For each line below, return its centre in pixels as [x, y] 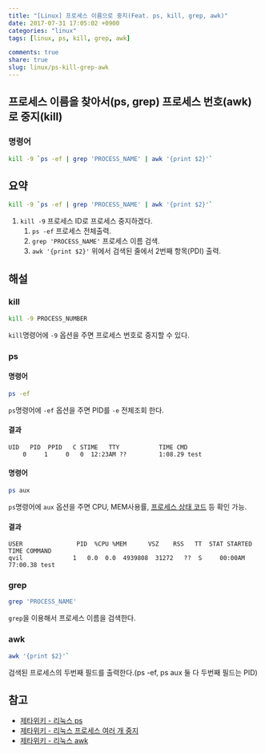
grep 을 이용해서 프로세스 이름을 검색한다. [72, 618]
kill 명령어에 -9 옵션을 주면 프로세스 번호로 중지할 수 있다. [99, 335]
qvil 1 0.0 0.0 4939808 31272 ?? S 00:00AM [127, 558]
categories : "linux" [43, 30]
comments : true [34, 53]
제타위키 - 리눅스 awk [54, 741]
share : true [28, 60]
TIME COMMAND [30, 551]
